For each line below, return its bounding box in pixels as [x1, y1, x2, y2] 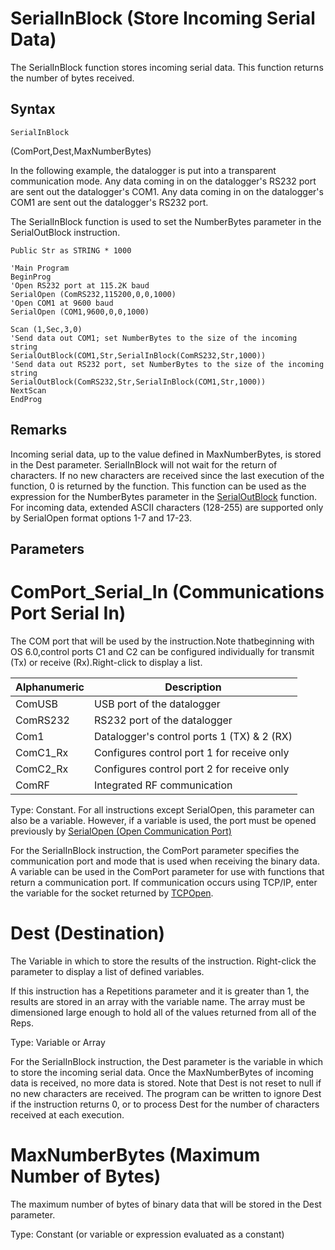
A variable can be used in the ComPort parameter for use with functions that [10, 865, 325, 877]
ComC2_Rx [15, 762, 69, 776]
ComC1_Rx [15, 745, 69, 759]
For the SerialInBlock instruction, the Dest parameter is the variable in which [10, 1055, 323, 1067]
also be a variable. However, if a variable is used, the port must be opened [10, 814, 317, 826]
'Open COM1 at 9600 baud [10, 298, 114, 308]
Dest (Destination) [10, 922, 166, 945]
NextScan [10, 385, 47, 396]
